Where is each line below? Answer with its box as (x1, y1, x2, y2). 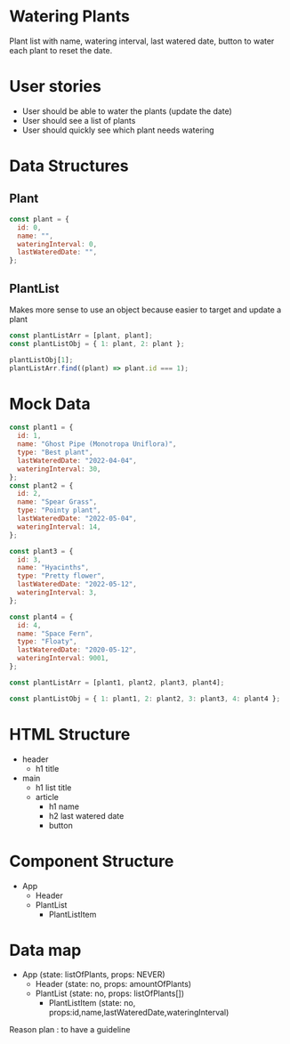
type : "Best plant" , (17, 448, 93, 457)
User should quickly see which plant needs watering (21, 125, 215, 135)
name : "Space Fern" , (17, 629, 93, 638)
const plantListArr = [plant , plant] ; (9, 331, 153, 340)
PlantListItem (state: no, (48, 998, 136, 1008)
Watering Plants (9, 6, 131, 27)
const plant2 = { (9, 481, 74, 490)
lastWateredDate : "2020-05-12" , (17, 645, 138, 655)
